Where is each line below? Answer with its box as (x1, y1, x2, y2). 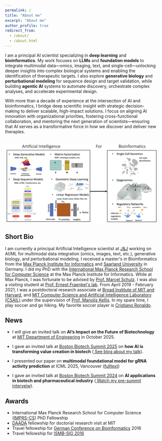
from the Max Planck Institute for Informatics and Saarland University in (5, 261, 147, 267)
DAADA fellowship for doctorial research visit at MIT (12, 420, 116, 426)
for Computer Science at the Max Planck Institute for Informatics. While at (5, 271, 152, 277)
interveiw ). (12, 383, 34, 389)
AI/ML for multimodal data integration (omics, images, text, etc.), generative (5, 251, 156, 256)
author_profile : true (5, 23, 49, 28)
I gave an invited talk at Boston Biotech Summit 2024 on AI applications (12, 373, 156, 378)
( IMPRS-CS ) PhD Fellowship (12, 415, 69, 421)
